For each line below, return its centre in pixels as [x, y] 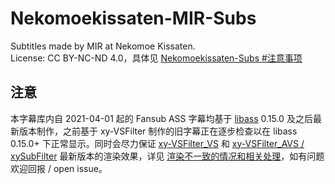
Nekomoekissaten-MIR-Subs [133, 18]
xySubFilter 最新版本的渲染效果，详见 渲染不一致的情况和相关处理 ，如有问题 [167, 156]
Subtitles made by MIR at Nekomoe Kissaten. [103, 46]
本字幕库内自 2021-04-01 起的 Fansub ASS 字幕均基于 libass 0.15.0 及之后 [161, 118]
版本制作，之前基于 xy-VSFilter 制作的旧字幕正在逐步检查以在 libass [158, 131]
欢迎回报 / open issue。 [59, 168]
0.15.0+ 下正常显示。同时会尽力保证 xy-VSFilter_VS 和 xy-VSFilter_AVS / [157, 143]
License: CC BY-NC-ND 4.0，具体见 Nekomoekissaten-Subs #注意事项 [156, 58]
